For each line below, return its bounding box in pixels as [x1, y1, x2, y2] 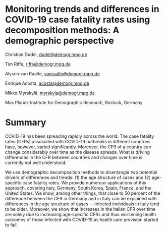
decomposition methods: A [5, 25, 120, 36]
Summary [5, 117, 46, 128]
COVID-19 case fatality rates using [5, 14, 150, 25]
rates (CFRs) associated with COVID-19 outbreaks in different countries [5, 138, 151, 144]
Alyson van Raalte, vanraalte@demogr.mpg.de [5, 70, 100, 76]
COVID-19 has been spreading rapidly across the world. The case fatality [5, 133, 154, 139]
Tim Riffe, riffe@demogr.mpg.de [5, 61, 71, 67]
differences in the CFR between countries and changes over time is [5, 154, 143, 160]
